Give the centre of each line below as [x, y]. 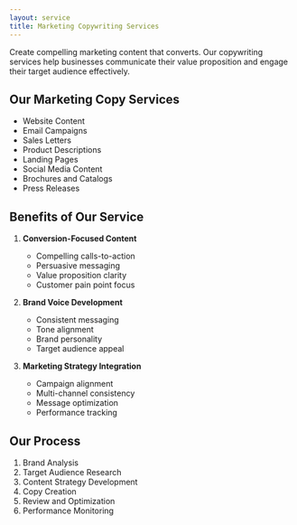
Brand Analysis [51, 463]
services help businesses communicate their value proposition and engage [149, 61]
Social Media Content [62, 169]
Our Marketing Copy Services [95, 99]
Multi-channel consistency [85, 393]
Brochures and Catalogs [67, 179]
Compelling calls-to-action [85, 256]
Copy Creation [49, 491]
